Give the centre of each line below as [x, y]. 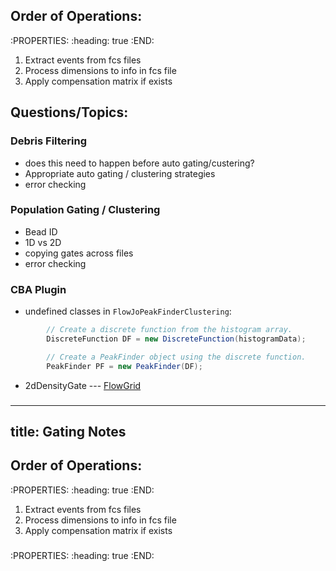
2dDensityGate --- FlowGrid [83, 385]
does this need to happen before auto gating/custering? [139, 163]
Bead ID [41, 231]
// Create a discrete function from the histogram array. [169, 330]
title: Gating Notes [68, 431]
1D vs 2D [43, 242]
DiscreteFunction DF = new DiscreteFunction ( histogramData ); [176, 339]
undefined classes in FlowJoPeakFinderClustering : [128, 311]
